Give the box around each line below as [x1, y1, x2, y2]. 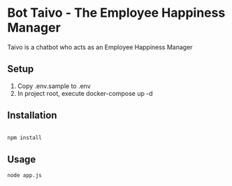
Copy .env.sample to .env [17, 82, 91, 90]
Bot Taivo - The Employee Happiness [7, 5, 226, 21]
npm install [7, 134, 42, 141]
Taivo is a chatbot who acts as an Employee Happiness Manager [7, 43, 194, 51]
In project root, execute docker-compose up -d [17, 89, 153, 97]
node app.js [7, 172, 42, 179]
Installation [7, 110, 57, 122]
